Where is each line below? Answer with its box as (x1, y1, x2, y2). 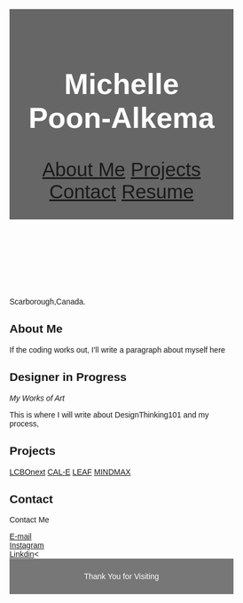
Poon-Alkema (28, 100, 215, 134)
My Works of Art (9, 393, 66, 403)
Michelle (64, 67, 179, 100)
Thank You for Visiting (83, 572, 160, 582)
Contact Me (9, 515, 50, 525)
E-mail (9, 532, 32, 542)
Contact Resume (49, 180, 194, 203)
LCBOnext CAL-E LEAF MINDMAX (9, 466, 131, 477)
